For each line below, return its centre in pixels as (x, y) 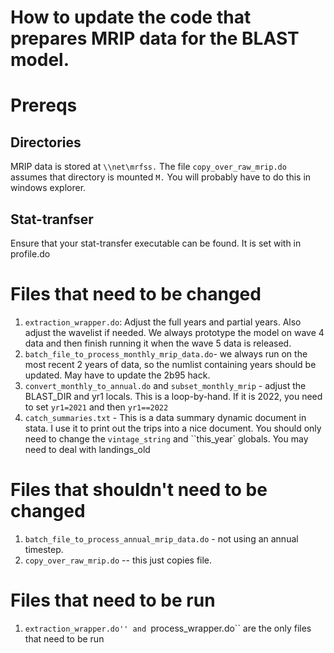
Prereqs (44, 105)
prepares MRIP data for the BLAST (155, 38)
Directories (46, 142)
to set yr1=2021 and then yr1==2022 (96, 407)
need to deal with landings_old (87, 449)
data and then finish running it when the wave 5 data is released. (158, 343)
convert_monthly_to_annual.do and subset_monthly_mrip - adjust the (165, 385)
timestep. (44, 549)
